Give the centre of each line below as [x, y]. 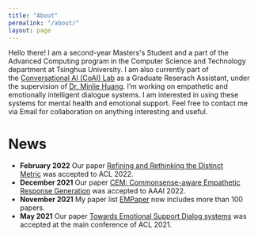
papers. [32, 208]
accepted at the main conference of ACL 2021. [96, 225]
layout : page [30, 30]
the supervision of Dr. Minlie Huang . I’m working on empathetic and [118, 86]
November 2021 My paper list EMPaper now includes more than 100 [131, 200]
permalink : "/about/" [44, 23]
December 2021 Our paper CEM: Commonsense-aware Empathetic [130, 182]
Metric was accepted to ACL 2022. [76, 174]
